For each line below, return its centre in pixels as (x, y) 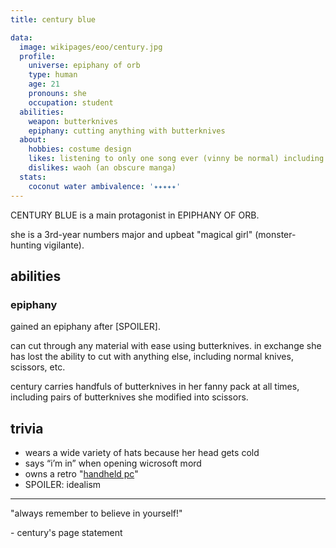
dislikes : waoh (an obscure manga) (102, 168)
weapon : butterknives (73, 121)
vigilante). (64, 245)
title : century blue (53, 19)
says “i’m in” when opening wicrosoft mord (113, 463)
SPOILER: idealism (63, 484)
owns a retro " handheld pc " (81, 474)
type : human (53, 75)
